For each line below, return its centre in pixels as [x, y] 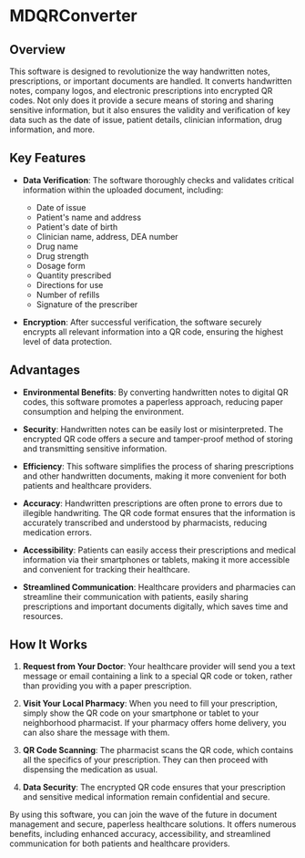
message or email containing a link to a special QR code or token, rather [158, 677]
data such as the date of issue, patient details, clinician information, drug [146, 120]
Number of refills [68, 295]
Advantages [45, 370]
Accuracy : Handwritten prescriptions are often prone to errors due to [152, 503]
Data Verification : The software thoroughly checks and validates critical [158, 180]
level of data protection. [67, 341]
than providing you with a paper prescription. [107, 686]
